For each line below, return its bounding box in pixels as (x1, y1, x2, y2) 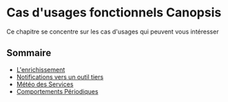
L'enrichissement (16, 65, 65, 73)
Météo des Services (16, 80, 74, 88)
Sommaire (6, 47, 52, 59)
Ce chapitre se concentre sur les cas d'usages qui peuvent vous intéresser (6, 27, 219, 36)
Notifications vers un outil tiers (16, 73, 104, 81)
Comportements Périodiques (16, 87, 99, 95)
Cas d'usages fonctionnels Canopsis (6, 5, 222, 21)
